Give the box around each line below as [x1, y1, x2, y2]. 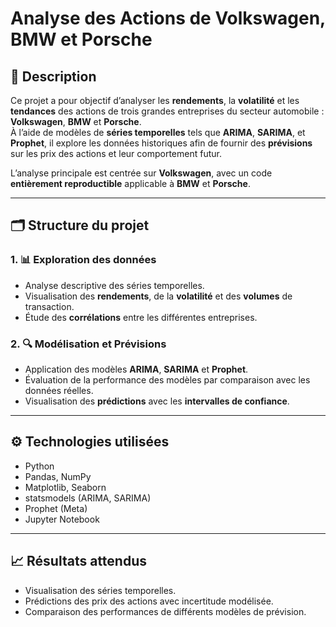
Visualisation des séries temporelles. [24, 584, 177, 596]
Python [24, 460, 55, 472]
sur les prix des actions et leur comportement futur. [10, 148, 222, 159]
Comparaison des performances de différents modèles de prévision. [24, 605, 307, 617]
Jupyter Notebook [24, 513, 100, 525]
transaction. [24, 300, 75, 312]
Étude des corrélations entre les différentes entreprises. [24, 311, 258, 323]
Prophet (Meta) [24, 502, 88, 514]
